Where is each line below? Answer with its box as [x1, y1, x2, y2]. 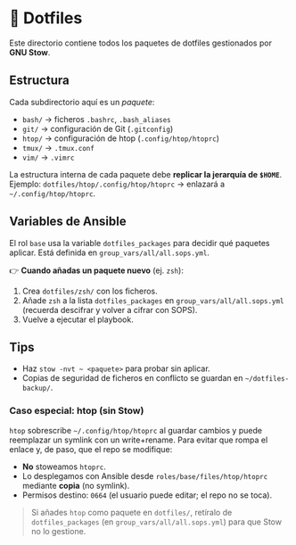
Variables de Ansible [9, 214, 127, 229]
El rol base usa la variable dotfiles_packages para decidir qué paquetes [9, 237, 270, 248]
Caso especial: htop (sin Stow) [9, 405, 144, 417]
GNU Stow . [9, 46, 51, 57]
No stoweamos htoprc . [21, 461, 107, 472]
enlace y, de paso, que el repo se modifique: [9, 443, 173, 454]
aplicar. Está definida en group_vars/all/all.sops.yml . [9, 247, 210, 258]
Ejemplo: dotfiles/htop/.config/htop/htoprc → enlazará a [9, 178, 226, 189]
